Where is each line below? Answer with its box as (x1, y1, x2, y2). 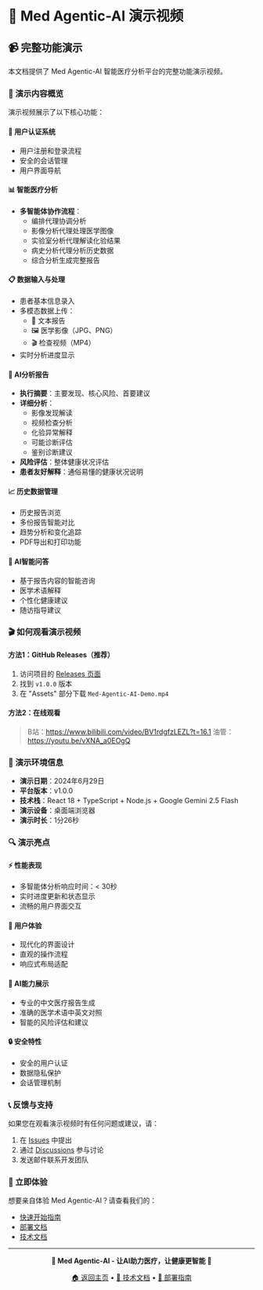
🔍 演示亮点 (8, 837, 51, 848)
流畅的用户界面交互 (19, 901, 82, 911)
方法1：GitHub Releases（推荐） (8, 650, 115, 660)
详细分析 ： (19, 398, 55, 408)
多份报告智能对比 (19, 517, 75, 527)
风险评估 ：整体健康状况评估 (19, 457, 110, 467)
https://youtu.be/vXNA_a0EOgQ (27, 736, 131, 745)
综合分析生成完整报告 (31, 255, 100, 265)
